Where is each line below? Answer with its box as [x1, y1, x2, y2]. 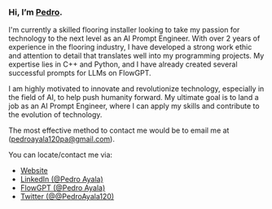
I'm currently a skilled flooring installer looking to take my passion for [8, 25, 240, 35]
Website [20, 166, 49, 176]
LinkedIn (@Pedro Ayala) [20, 174, 103, 185]
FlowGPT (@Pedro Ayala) [20, 183, 106, 193]
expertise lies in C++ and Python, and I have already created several [8, 59, 238, 69]
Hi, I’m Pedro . [8, 7, 63, 18]
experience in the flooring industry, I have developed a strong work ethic [8, 42, 252, 52]
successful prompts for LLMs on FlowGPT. [8, 68, 152, 78]
